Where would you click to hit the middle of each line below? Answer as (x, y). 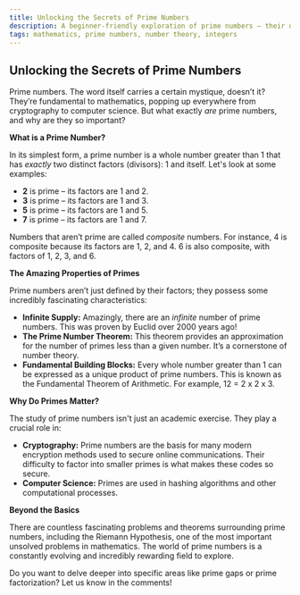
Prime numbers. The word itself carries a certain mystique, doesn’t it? (137, 92)
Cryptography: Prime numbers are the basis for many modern (137, 445)
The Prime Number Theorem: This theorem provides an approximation (153, 337)
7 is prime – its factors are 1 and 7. (84, 220)
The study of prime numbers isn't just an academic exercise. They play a (143, 419)
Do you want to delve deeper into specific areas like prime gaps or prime (143, 574)
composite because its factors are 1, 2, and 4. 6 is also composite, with (140, 247)
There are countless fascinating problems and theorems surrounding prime (147, 527)
